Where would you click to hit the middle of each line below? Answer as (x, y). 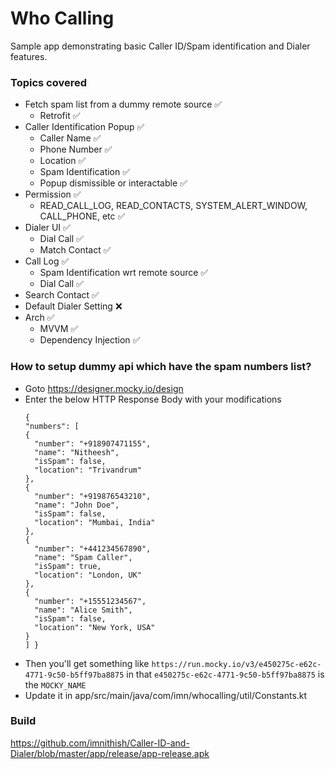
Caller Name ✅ (70, 138)
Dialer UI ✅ (47, 228)
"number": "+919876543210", (93, 496)
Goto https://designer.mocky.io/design (104, 388)
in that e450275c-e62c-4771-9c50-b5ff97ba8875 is (225, 674)
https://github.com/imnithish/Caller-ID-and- (100, 743)
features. (29, 56)
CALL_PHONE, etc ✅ (82, 216)
